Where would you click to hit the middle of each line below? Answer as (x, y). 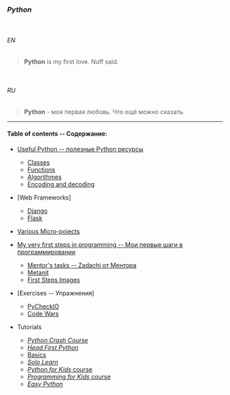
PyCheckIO (43, 306)
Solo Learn (43, 362)
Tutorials (29, 326)
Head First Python (53, 347)
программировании (46, 252)
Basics (37, 355)
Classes (38, 162)
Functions (41, 169)
